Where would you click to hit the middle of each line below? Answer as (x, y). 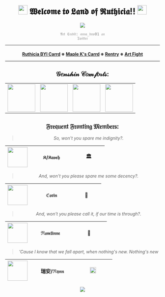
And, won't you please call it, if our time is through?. (89, 214)
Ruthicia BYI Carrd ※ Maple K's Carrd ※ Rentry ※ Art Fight (82, 54)
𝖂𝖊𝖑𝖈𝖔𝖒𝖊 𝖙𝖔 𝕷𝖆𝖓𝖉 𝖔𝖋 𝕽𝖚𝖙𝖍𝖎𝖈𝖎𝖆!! (82, 12)
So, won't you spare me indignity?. (88, 138)
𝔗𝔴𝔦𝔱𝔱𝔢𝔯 (82, 38)
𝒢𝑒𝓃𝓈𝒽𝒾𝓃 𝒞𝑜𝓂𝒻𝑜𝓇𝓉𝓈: (82, 74)
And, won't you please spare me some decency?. (89, 176)
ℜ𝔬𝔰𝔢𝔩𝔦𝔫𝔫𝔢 (50, 233)
